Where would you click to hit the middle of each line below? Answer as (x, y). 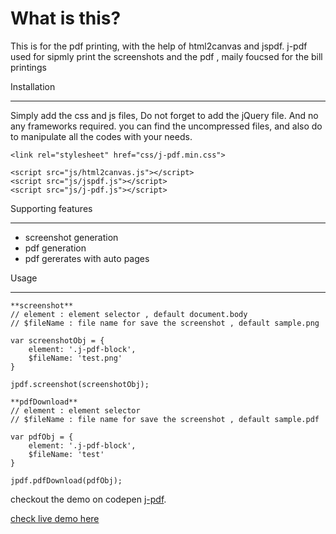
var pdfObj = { (42, 437)
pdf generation (55, 248)
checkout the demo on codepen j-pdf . (88, 499)
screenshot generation (71, 237)
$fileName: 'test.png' (75, 358)
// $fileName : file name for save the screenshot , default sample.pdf (165, 419)
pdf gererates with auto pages (87, 258)
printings (28, 67)
